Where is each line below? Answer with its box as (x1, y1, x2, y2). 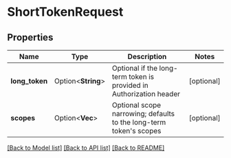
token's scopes (112, 126, 162, 135)
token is (129, 72, 155, 81)
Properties (7, 32, 54, 43)
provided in (112, 80, 149, 90)
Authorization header (112, 89, 181, 98)
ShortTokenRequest (7, 4, 124, 20)
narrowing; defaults (112, 109, 175, 118)
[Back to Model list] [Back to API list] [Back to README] (7, 144, 165, 152)
